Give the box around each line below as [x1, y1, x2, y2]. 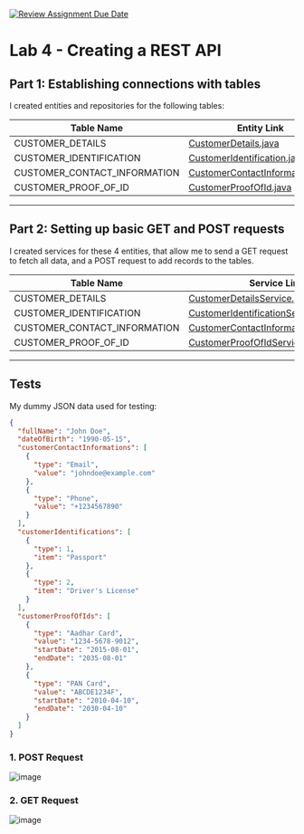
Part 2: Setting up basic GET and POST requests [9, 222, 285, 237]
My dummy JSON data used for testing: [9, 400, 157, 411]
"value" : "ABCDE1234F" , [33, 687, 124, 696]
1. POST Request [9, 751, 84, 763]
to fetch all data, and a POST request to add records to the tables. [9, 254, 254, 266]
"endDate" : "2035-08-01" [33, 654, 128, 663]
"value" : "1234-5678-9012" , [33, 637, 140, 647]
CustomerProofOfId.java [188, 181, 292, 194]
